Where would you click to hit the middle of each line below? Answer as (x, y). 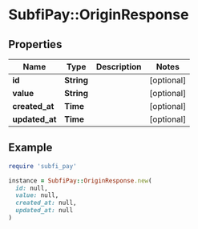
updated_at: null (44, 211)
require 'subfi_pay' (43, 166)
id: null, (32, 188)
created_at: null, (46, 203)
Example (30, 148)
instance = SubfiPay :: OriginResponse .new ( (80, 181)
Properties (35, 44)
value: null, (37, 195)
